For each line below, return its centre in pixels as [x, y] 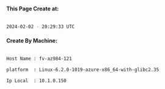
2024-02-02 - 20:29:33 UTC [40, 27]
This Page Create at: [33, 9]
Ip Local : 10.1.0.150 [37, 81]
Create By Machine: [32, 40]
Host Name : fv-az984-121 [39, 59]
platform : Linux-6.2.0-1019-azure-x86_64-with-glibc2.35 [83, 70]
